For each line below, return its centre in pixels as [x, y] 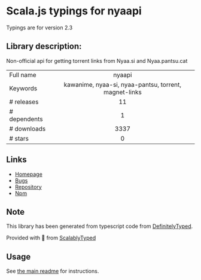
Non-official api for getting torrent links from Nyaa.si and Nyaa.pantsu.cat [97, 60]
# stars [19, 138]
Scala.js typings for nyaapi [74, 11]
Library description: [44, 46]
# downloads [28, 129]
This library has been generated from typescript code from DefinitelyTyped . [100, 226]
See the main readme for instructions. [53, 271]
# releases [24, 102]
